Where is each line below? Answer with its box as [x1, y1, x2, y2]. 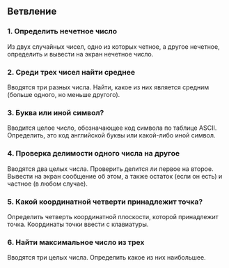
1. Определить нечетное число [7, 27, 117, 36]
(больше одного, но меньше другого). [7, 90, 120, 98]
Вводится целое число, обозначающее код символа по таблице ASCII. [7, 124, 217, 132]
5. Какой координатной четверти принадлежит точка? [7, 197, 203, 207]
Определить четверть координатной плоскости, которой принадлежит [7, 212, 219, 221]
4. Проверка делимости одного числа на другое [7, 149, 180, 158]
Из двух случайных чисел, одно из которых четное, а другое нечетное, [7, 42, 221, 51]
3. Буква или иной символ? [7, 107, 104, 117]
